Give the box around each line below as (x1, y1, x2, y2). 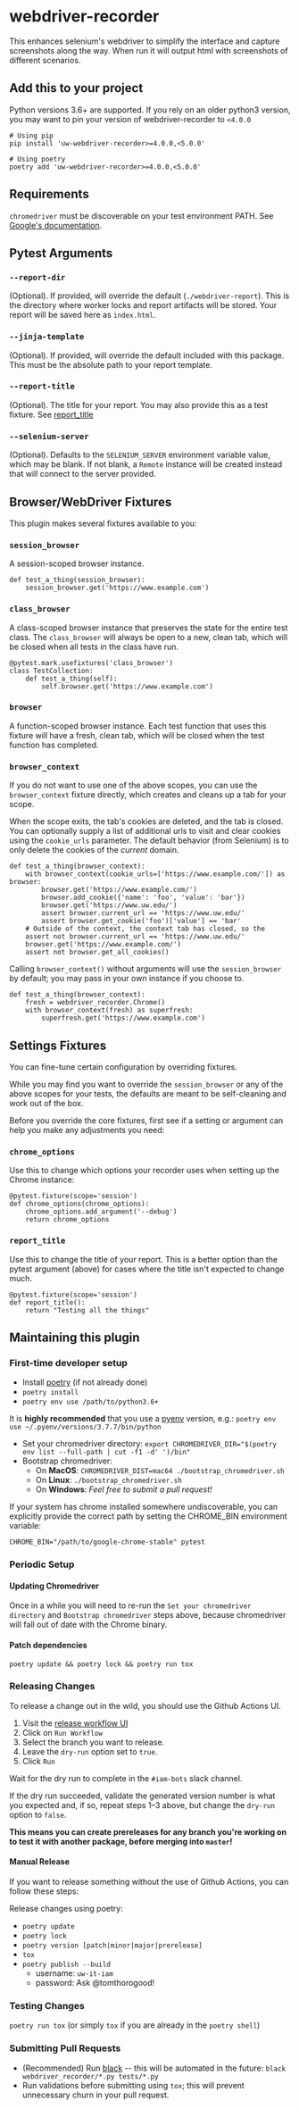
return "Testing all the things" (25, 1305, 150, 1314)
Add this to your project (9, 80, 144, 96)
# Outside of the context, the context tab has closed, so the (25, 924, 266, 934)
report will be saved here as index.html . (9, 310, 156, 321)
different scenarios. (9, 54, 81, 65)
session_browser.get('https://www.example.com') (25, 583, 210, 593)
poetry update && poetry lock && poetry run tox (9, 1659, 194, 1669)
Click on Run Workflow (21, 1727, 103, 1738)
